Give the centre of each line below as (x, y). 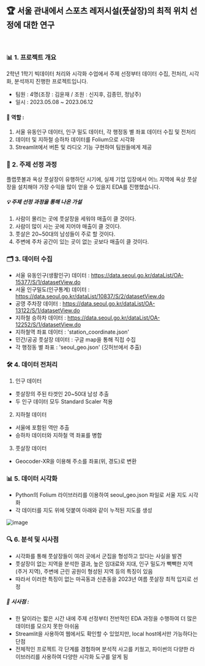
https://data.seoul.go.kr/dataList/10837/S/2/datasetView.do (90, 296)
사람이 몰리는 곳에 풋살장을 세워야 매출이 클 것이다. (76, 219)
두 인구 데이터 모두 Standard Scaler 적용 (64, 402)
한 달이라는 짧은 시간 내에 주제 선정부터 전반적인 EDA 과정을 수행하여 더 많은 (106, 618)
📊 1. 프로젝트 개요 (32, 57)
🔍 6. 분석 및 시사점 (33, 539)
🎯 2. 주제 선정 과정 (32, 165)
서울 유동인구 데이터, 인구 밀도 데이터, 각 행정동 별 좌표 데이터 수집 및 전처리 (106, 132)
